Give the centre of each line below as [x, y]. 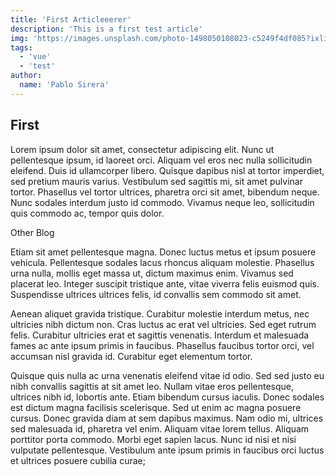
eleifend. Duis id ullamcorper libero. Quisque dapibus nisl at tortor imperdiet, [167, 170]
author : [26, 76]
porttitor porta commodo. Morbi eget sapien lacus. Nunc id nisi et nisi [153, 439]
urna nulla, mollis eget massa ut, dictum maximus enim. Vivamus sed [152, 273]
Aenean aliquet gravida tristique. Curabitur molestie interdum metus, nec [160, 313]
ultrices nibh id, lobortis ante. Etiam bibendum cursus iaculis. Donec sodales [167, 397]
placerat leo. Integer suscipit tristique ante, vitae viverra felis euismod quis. [165, 283]
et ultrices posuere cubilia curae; [78, 460]
